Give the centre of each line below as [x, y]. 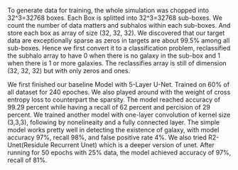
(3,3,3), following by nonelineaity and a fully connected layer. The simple [114, 122]
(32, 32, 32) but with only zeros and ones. [69, 71]
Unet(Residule [28, 145]
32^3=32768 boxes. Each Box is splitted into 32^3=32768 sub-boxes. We [115, 18]
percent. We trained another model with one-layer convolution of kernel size [119, 115]
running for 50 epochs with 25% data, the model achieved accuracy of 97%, [119, 153]
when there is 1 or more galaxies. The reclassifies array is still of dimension [117, 63]
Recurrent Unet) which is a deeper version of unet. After [132, 145]
